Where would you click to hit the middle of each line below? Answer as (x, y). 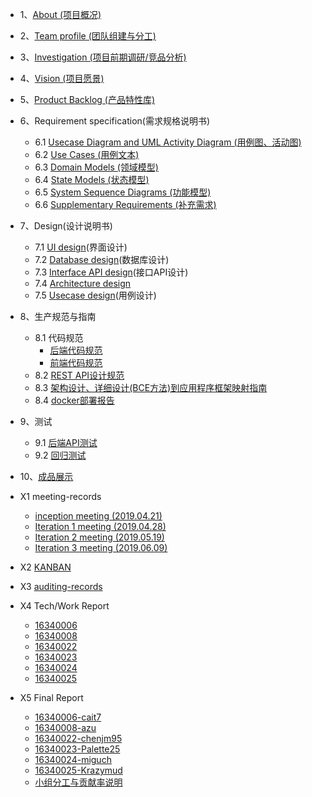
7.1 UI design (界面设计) (81, 247)
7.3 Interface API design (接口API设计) (111, 272)
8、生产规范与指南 (58, 316)
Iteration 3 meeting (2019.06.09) (101, 547)
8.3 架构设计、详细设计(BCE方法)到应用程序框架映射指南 (151, 387)
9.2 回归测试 (60, 455)
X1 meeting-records (60, 496)
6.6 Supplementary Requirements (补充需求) (125, 204)
